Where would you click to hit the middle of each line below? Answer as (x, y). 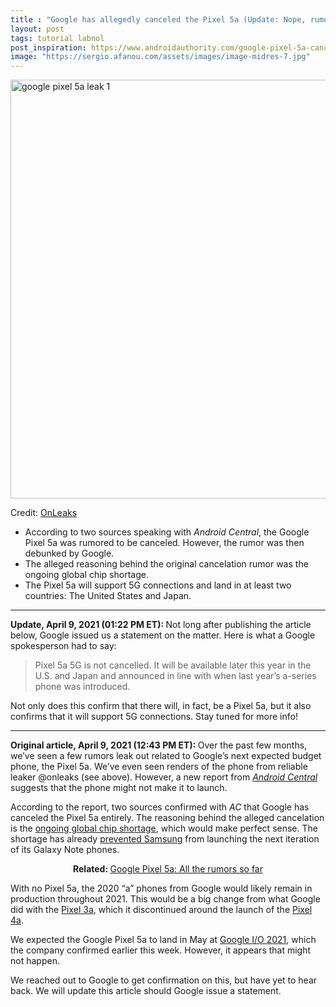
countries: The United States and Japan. (108, 596)
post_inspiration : (48, 47)
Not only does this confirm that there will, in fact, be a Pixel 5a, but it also (161, 706)
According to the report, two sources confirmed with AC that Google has (160, 807)
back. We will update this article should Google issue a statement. (146, 991)
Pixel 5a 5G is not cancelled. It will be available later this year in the (173, 665)
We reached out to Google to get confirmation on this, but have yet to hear (164, 980)
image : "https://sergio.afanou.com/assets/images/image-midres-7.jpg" (160, 57)
